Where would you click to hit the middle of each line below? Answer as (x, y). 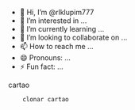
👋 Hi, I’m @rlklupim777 (57, 12)
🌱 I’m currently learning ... (62, 29)
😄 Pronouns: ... (45, 58)
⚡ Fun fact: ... (41, 66)
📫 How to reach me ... (56, 46)
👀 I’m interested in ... (53, 21)
